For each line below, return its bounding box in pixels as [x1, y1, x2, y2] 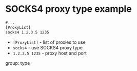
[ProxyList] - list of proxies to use [12, 39, 86, 45]
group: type [5, 60, 30, 66]
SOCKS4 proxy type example [5, 3, 132, 15]
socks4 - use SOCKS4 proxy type [12, 44, 83, 50]
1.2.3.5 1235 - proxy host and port [12, 50, 87, 56]
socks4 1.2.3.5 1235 [5, 29, 50, 35]
